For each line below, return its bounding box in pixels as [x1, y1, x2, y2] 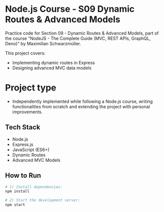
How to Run [5, 171, 41, 180]
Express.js [12, 141, 33, 147]
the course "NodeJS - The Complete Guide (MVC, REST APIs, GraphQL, [5, 35, 151, 41]
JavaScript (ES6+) [12, 147, 50, 152]
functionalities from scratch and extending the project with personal [12, 103, 150, 109]
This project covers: [5, 50, 46, 56]
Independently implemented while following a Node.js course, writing [12, 98, 153, 104]
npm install [5, 189, 30, 194]
